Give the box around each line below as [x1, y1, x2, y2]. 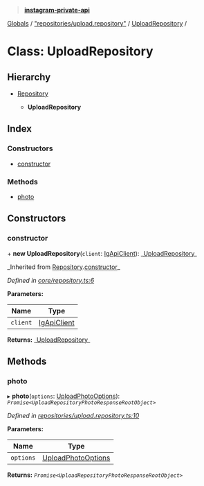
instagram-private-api [24, 6, 90, 14]
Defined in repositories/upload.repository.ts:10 [7, 412, 140, 420]
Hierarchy [7, 71, 51, 83]
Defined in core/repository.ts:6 [7, 276, 95, 284]
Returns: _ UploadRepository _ [7, 336, 91, 344]
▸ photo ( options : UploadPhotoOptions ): [7, 392, 120, 401]
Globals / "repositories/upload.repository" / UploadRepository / [7, 19, 187, 27]
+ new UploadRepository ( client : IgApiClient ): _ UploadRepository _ [7, 249, 197, 257]
